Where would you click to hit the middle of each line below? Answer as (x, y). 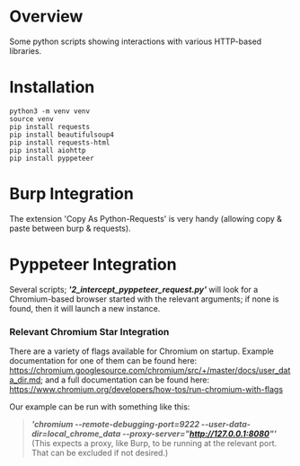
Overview (46, 17)
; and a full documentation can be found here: (125, 380)
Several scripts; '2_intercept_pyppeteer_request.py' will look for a (134, 289)
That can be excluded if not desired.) (100, 453)
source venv (31, 119)
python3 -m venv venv (50, 111)
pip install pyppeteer (52, 158)
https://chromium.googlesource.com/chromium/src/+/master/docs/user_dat (150, 371)
